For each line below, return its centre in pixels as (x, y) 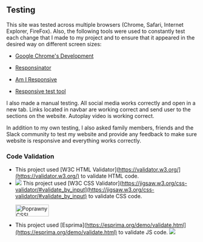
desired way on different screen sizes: (54, 44)
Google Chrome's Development (54, 56)
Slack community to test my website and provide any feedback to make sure (101, 134)
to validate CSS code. (115, 196)
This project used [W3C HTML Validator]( (67, 170)
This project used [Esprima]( (51, 225)
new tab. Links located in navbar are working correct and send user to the (98, 109)
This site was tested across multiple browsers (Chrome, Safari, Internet (95, 24)
